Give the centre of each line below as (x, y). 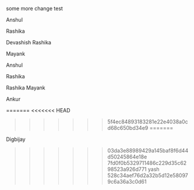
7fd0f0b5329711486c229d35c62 (147, 163)
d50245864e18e (127, 157)
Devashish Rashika (29, 42)
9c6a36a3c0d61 (127, 182)
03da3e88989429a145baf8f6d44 (148, 151)
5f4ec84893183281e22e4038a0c (148, 122)
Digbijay (16, 139)
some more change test (34, 8)
